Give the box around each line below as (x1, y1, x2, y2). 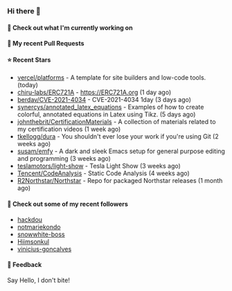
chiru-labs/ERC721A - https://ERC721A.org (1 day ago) (17, 88, 172, 96)
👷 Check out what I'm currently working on (7, 24, 133, 32)
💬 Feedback (7, 261, 42, 269)
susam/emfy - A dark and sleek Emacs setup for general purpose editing (17, 147, 225, 155)
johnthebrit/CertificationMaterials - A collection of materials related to (17, 118, 216, 126)
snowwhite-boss (17, 230, 65, 238)
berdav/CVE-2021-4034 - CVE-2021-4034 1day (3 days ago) (17, 96, 192, 104)
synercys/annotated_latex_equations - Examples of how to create (17, 103, 204, 112)
